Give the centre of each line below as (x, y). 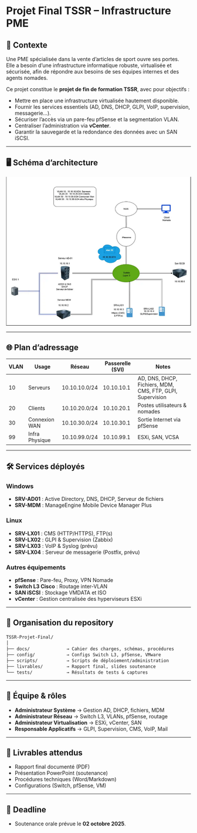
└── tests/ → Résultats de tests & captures (77, 672)
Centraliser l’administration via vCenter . (63, 126)
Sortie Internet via (159, 420)
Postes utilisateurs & (162, 405)
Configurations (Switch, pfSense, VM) (60, 785)
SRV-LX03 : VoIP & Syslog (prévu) (56, 546)
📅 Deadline (26, 809)
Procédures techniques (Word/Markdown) (65, 780)
